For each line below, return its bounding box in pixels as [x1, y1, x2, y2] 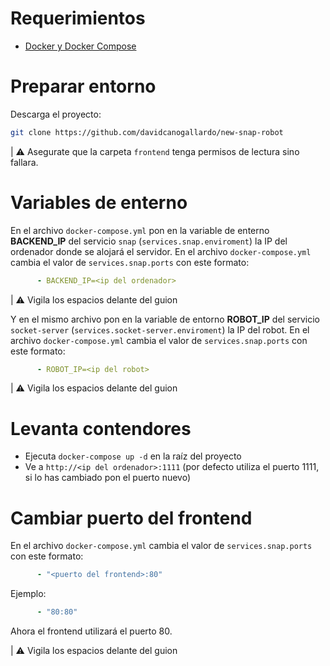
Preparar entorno [10, 75, 157, 98]
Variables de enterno [10, 191, 188, 214]
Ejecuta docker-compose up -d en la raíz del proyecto [24, 450, 242, 462]
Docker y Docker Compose [24, 40, 137, 52]
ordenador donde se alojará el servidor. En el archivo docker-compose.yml [10, 245, 312, 257]
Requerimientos [10, 7, 146, 30]
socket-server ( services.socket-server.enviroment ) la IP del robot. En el [10, 323, 310, 336]
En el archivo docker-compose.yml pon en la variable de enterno [10, 224, 270, 236]
